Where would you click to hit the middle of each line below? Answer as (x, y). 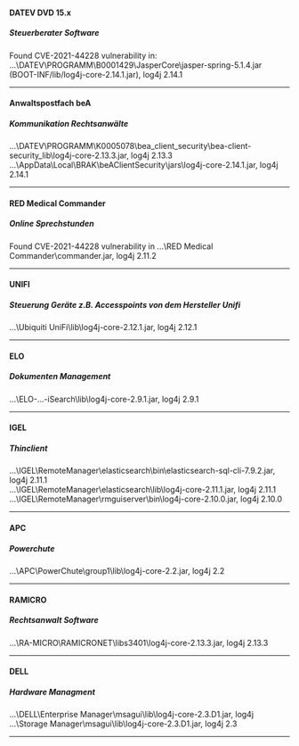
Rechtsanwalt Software (54, 620)
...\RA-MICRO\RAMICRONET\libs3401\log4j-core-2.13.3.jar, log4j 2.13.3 (139, 642)
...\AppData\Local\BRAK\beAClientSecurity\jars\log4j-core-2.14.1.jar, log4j (144, 165)
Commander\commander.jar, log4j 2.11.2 (83, 255)
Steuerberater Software (54, 33)
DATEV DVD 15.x (40, 12)
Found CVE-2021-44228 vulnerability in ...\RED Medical (111, 246)
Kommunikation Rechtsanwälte (69, 123)
